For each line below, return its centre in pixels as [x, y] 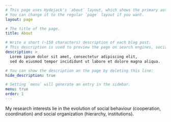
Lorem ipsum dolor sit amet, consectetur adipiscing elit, [74, 56]
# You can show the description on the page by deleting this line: [79, 71]
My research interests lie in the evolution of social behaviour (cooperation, [83, 108]
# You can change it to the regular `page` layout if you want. [75, 15]
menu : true [17, 89]
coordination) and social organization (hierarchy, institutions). [69, 114]
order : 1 [15, 94]
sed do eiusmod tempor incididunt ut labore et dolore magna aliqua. [85, 62]
